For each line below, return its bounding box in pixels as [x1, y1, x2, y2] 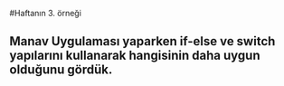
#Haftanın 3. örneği [9, 8, 81, 18]
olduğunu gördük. [9, 62, 113, 78]
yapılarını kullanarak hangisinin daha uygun [9, 48, 260, 63]
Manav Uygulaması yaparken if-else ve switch [9, 33, 276, 49]
